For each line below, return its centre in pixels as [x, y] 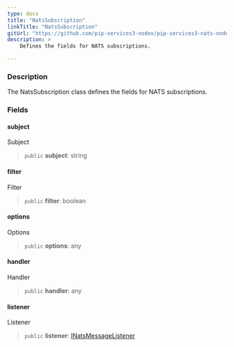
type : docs [23, 14]
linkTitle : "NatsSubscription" [53, 27]
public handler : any [53, 291]
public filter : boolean [55, 200]
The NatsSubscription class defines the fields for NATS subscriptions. [107, 92]
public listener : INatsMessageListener [80, 336]
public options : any [53, 246]
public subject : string [56, 156]
